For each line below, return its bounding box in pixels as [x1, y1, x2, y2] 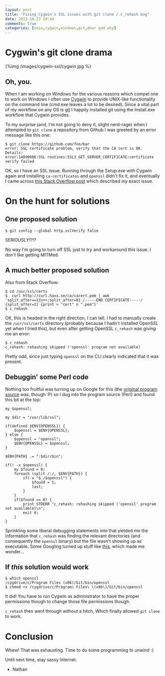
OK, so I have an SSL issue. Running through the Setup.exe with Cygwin [5, 167, 152, 173]
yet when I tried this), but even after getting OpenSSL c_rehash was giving [5, 325, 156, 331]
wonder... [5, 548, 25, 555]
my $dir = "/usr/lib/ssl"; [5, 415, 61, 420]
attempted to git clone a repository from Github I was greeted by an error [5, 127, 157, 133]
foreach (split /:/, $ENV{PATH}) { [14, 471, 88, 476]
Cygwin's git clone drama [5, 47, 112, 58]
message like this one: [5, 132, 51, 138]
